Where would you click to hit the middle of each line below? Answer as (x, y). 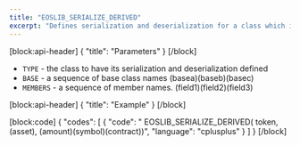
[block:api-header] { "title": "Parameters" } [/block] (103, 51)
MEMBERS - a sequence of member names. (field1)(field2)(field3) (137, 87)
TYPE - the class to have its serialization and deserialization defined (145, 68)
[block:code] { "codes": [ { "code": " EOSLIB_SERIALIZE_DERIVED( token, (144, 122)
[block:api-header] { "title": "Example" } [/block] (98, 104)
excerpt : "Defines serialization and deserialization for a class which (147, 26)
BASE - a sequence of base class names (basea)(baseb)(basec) (138, 77)
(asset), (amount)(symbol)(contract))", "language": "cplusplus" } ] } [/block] (148, 131)
